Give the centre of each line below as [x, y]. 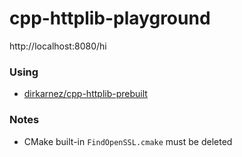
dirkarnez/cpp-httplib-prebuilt [85, 94]
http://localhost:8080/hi [58, 46]
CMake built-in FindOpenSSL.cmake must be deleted [128, 141]
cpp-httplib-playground [110, 18]
